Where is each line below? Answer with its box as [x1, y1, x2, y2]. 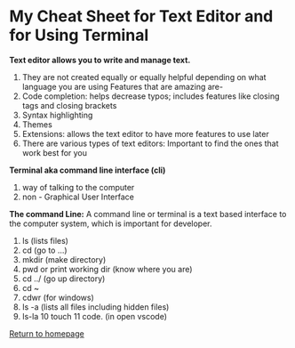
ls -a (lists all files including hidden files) [21, 301, 170, 312]
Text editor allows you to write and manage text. [9, 54, 191, 65]
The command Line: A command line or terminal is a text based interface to [9, 208, 287, 219]
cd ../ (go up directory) [21, 273, 106, 284]
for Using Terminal [9, 25, 149, 45]
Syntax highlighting [21, 109, 93, 120]
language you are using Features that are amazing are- [21, 81, 224, 92]
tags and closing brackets [21, 100, 117, 110]
